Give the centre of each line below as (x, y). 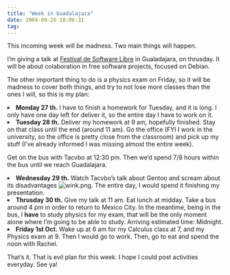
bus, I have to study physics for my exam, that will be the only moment (107, 214)
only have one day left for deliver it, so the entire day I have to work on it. (110, 115)
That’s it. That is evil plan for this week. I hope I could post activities (103, 257)
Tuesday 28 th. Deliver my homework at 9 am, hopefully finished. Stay (116, 122)
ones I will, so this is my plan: (48, 94)
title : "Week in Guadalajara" (50, 13)
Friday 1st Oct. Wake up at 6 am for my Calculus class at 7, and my (110, 229)
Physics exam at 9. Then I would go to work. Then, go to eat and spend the (113, 236)
